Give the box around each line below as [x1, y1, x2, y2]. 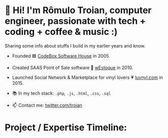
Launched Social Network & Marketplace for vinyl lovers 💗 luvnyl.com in [12, 74, 163, 80]
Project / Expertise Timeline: [5, 122, 127, 133]
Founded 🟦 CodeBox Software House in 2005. [12, 53, 110, 59]
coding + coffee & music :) [5, 26, 118, 37]
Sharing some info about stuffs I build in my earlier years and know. [5, 42, 146, 49]
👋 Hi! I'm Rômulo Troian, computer [5, 5, 152, 16]
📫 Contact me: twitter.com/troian [12, 102, 82, 108]
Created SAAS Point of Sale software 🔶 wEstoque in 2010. [12, 64, 133, 70]
